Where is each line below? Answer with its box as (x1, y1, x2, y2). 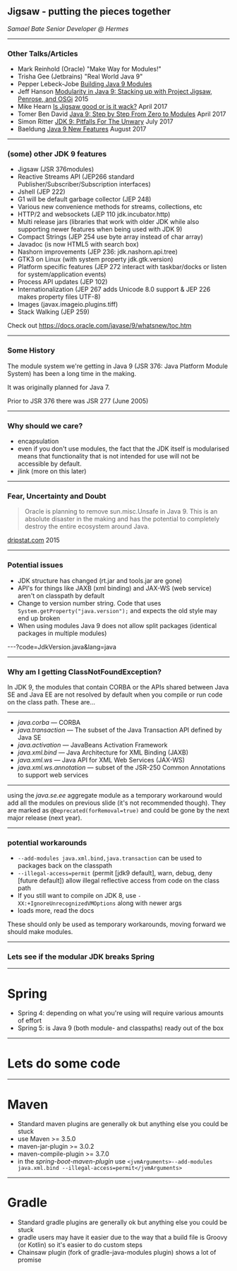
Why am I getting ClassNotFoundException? (7, 667, 162, 677)
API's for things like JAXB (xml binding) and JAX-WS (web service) (17, 584, 212, 592)
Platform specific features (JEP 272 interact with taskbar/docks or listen (17, 263, 227, 271)
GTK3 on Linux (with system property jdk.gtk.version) (17, 255, 174, 264)
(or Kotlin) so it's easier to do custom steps (17, 1241, 143, 1249)
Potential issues (7, 560, 63, 570)
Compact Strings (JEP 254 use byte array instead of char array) (17, 232, 203, 241)
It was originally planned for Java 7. (7, 383, 110, 391)
